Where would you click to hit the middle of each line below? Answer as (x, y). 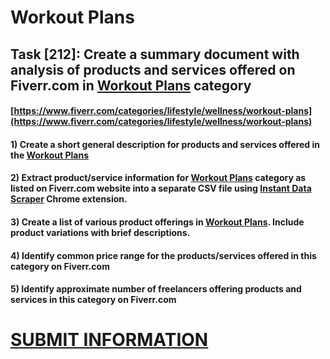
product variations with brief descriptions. (100, 232)
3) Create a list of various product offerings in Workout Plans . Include (157, 222)
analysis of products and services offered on (153, 69)
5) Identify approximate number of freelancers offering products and (156, 289)
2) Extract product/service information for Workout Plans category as (158, 178)
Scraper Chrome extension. (69, 199)
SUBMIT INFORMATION (109, 340)
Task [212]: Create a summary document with (155, 54)
